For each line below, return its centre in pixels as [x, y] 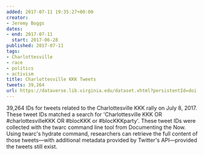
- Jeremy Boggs [25, 23]
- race [15, 62]
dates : [15, 29]
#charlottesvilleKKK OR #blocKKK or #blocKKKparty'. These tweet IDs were [101, 120]
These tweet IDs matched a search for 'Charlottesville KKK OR [84, 114]
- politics [20, 68]
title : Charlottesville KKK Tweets [51, 79]
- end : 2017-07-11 [29, 35]
